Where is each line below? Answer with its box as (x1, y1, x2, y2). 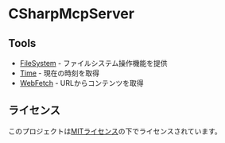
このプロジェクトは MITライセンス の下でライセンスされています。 (8, 126, 223, 136)
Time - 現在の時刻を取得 (19, 68, 99, 78)
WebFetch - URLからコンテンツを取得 (19, 79, 144, 87)
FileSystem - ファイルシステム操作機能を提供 (19, 59, 169, 68)
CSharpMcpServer (8, 5, 135, 23)
